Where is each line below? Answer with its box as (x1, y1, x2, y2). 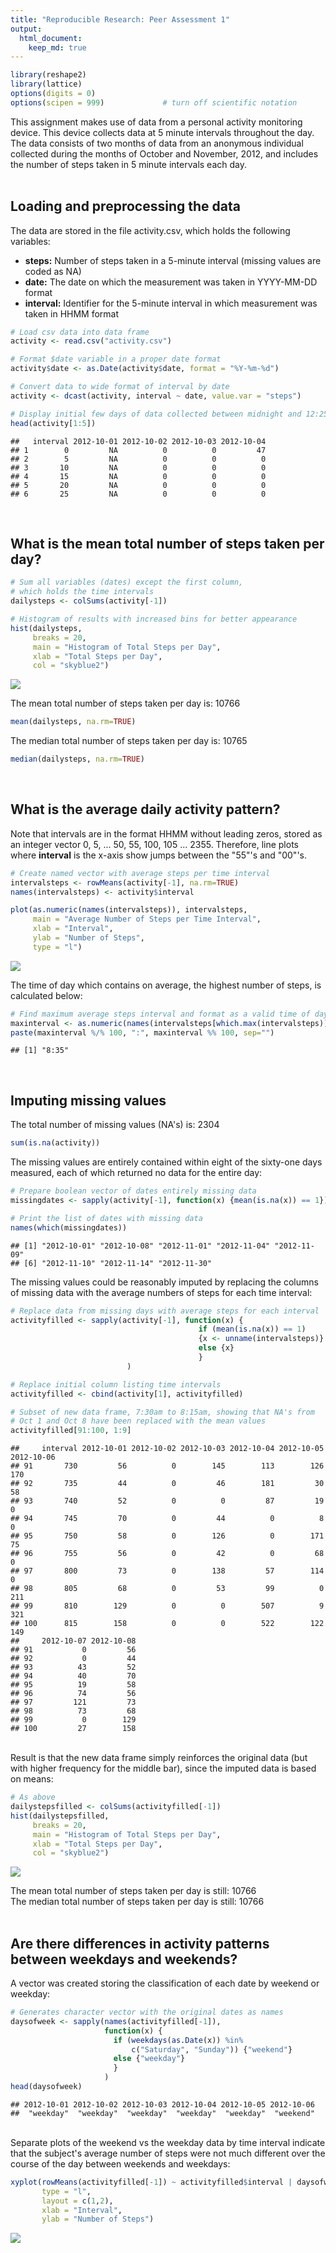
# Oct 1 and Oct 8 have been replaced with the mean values (10, 1416, 267, 1426)
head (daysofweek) (10, 2082, 83, 2092)
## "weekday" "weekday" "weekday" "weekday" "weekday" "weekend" (10, 2108, 315, 2118)
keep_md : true (28, 42, 87, 53)
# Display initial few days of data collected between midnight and (10, 409, 302, 419)
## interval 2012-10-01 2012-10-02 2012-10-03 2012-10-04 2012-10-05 (10, 1444, 325, 1454)
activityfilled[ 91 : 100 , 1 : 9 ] (10, 1426, 132, 1436)
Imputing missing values (10, 1092, 167, 1109)
